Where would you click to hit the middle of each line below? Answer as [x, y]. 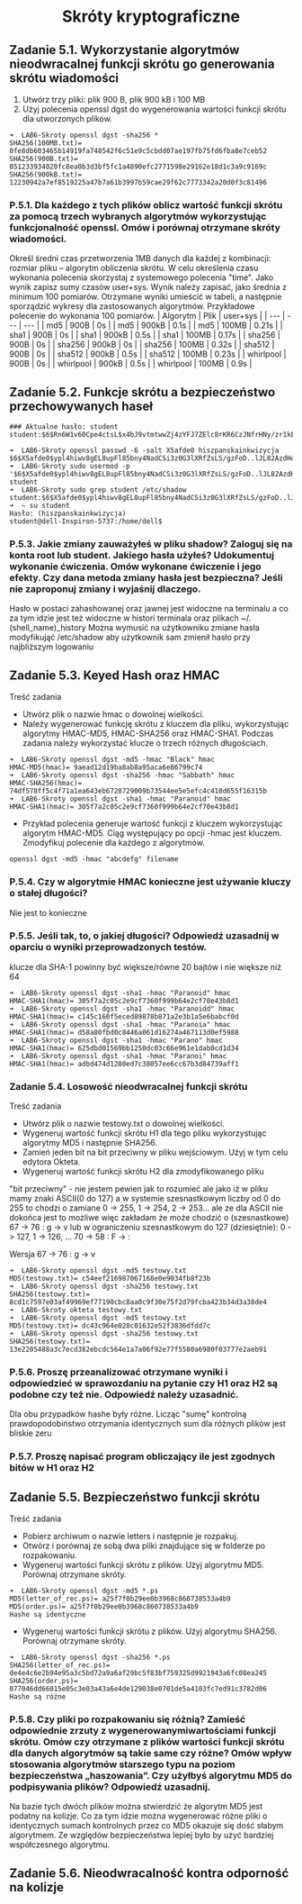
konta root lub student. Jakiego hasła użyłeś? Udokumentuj [142, 556]
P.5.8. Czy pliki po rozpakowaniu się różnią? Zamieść [127, 1719]
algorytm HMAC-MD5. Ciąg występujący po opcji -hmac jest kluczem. [152, 833]
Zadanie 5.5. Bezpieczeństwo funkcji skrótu [135, 1497]
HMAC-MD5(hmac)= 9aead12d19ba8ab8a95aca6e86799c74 [106, 767]
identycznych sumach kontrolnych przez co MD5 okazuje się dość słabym [147, 1826]
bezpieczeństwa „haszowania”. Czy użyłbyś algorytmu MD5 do [151, 1776]
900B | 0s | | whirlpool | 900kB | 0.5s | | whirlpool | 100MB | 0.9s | [131, 364]
